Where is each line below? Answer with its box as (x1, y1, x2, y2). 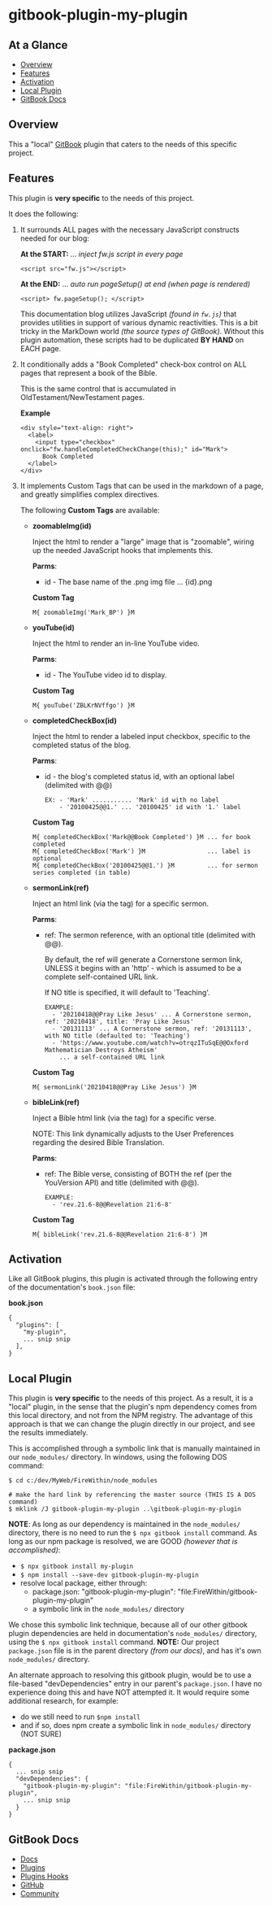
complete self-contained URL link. (44, 972, 158, 981)
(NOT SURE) (19, 1730, 63, 1739)
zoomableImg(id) (32, 520, 92, 530)
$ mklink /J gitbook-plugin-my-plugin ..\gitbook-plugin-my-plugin (8, 1505, 242, 1513)
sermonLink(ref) (32, 882, 89, 892)
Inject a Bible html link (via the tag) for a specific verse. (32, 1112, 217, 1123)
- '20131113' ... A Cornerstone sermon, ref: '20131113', (51, 1025, 253, 1033)
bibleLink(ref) (32, 1097, 80, 1107)
